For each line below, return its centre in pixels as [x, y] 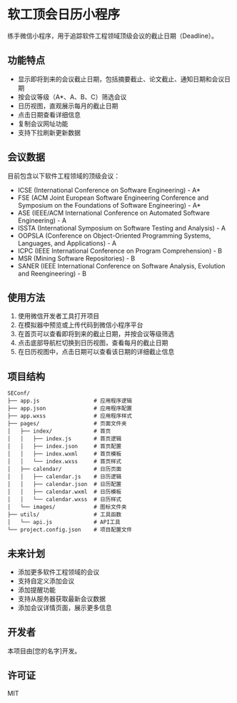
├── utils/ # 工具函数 [65, 515]
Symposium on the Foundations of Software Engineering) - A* [109, 205]
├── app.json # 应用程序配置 [70, 409]
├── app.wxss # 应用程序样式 [70, 416]
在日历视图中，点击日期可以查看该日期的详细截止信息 [96, 352]
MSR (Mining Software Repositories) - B [76, 258]
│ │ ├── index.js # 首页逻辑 [65, 439]
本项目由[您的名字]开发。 [44, 651]
